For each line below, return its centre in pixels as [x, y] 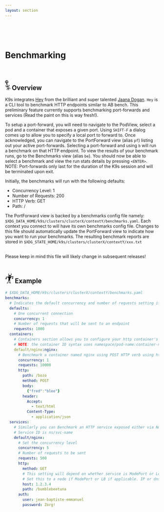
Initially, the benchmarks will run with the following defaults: [65, 181]
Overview [27, 88]
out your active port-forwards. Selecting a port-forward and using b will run [81, 146]
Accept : [34, 401]
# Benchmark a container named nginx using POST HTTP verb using [86, 355]
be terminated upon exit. [30, 172]
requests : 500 [32, 459]
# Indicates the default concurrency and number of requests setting [82, 303]
